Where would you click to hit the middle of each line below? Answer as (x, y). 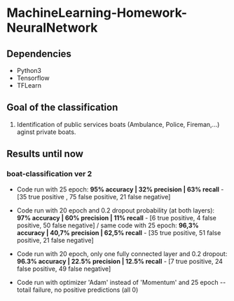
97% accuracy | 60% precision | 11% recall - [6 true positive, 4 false (116, 218)
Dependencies (39, 54)
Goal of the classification (62, 108)
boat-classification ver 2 (49, 174)
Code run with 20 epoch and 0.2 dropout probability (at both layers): (116, 210)
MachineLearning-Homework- (97, 13)
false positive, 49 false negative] (64, 269)
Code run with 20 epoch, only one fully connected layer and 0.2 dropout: (122, 253)
